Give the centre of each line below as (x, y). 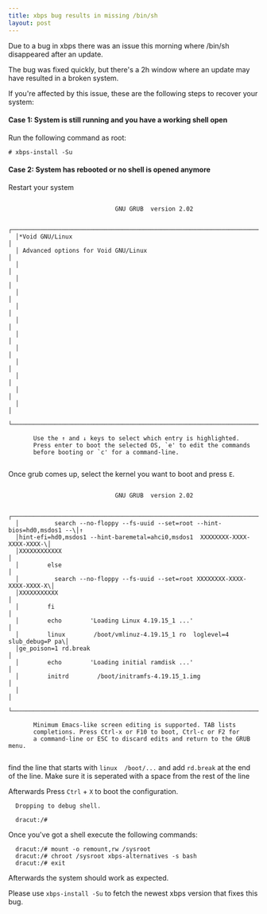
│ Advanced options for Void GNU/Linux (81, 250)
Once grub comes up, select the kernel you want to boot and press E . (122, 474)
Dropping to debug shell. (58, 806)
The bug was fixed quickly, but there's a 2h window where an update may (129, 69)
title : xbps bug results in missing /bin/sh (83, 15)
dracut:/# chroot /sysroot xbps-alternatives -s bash (106, 856)
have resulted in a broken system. (64, 78)
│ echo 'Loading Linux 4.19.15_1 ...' (104, 621)
